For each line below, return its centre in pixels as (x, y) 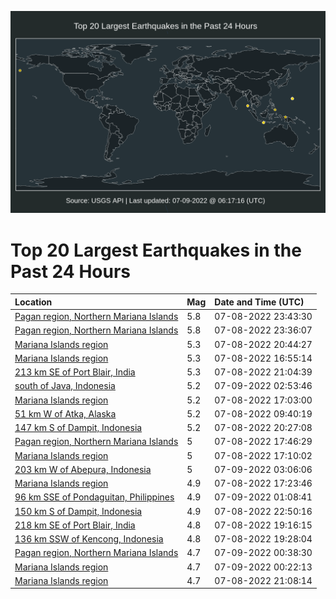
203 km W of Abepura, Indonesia (83, 469)
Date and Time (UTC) (259, 302)
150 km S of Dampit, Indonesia (78, 511)
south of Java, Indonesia (65, 386)
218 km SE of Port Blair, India (75, 525)
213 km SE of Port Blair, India (75, 372)
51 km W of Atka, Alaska (65, 413)
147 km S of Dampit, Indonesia (78, 428)
